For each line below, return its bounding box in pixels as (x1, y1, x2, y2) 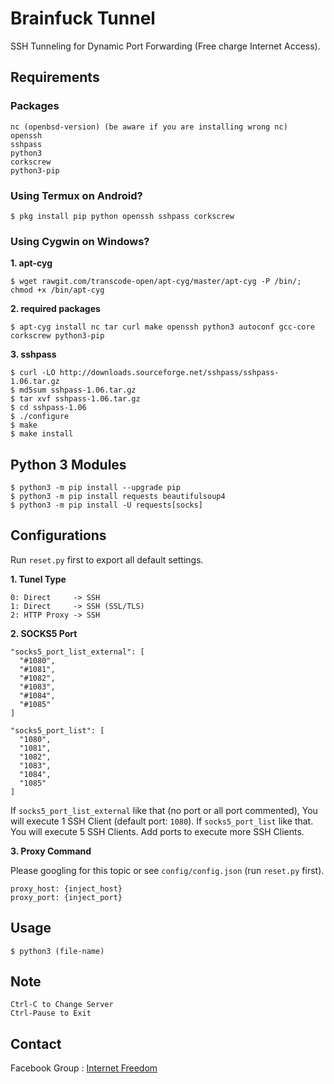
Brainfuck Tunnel (10, 7, 156, 30)
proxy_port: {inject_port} (10, 892, 123, 902)
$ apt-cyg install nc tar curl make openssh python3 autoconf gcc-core (10, 322, 315, 332)
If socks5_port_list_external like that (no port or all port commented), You (10, 804, 318, 816)
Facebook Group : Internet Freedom (10, 1062, 158, 1074)
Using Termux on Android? (10, 188, 143, 202)
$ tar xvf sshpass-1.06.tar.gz (10, 394, 141, 404)
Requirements (10, 69, 100, 86)
